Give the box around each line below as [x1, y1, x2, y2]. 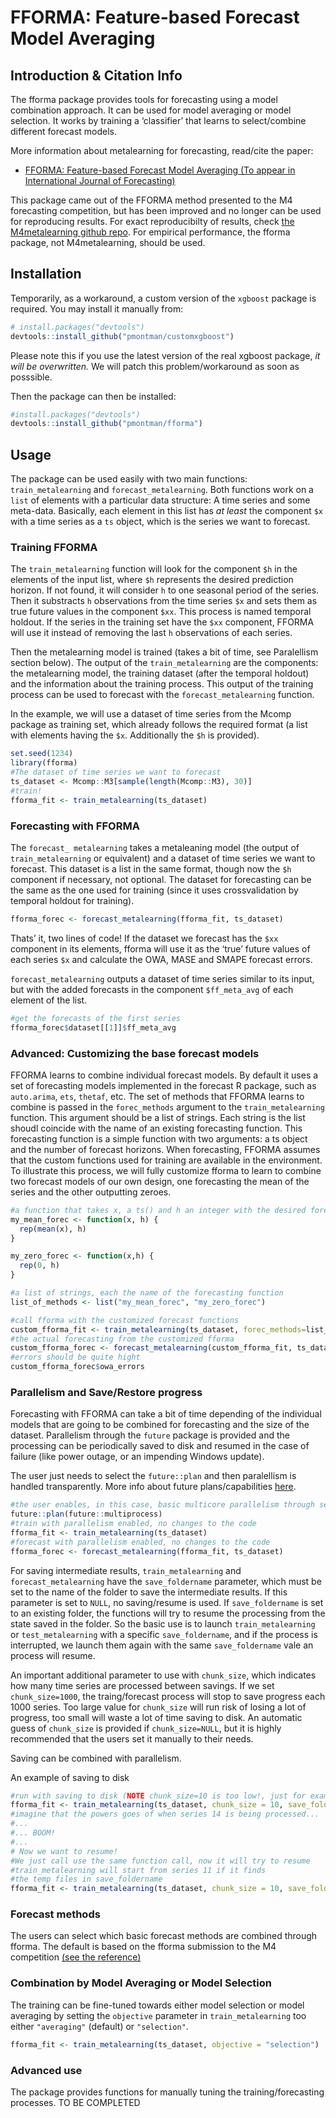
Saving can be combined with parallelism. [10, 1752, 182, 1764]
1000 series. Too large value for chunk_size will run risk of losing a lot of [10, 1701, 307, 1713]
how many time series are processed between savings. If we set [10, 1679, 275, 1691]
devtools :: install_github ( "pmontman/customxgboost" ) [10, 331, 235, 341]
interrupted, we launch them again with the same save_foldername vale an [10, 1639, 314, 1651]
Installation [10, 266, 82, 283]
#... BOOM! [10, 1828, 56, 1838]
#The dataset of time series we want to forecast [10, 767, 222, 778]
